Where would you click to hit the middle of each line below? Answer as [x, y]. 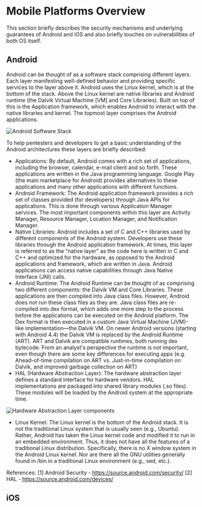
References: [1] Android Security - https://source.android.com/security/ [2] [99, 473]
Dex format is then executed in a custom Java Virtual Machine [92, 321]
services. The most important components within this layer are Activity [103, 212]
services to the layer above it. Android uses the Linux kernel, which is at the [100, 87]
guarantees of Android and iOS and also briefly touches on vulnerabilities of [100, 34]
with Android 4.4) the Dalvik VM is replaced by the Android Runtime [99, 335]
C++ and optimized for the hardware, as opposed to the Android [95, 257]
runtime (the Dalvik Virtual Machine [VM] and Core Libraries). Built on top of [100, 100]
